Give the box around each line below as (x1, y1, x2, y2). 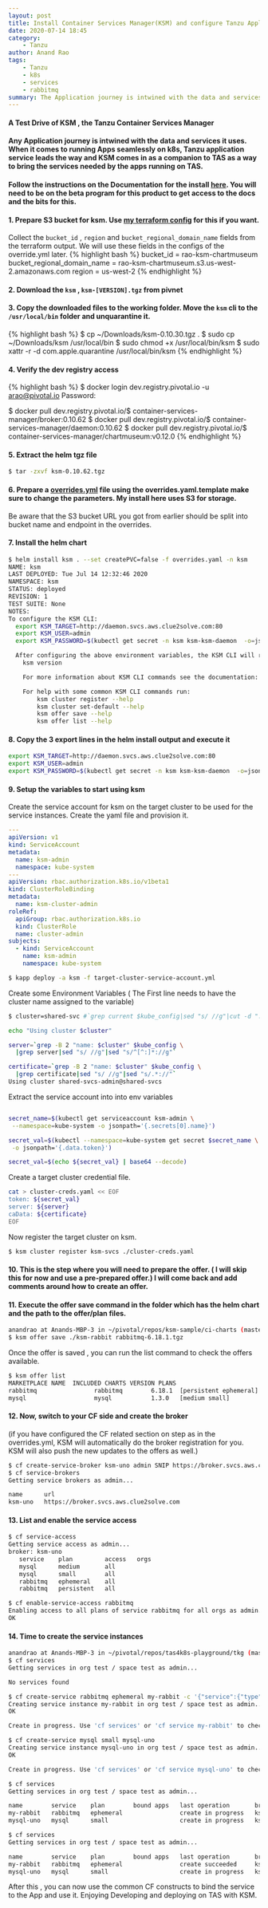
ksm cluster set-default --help (37, 703, 145, 711)
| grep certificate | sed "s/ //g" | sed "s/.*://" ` (15, 1070, 177, 1078)
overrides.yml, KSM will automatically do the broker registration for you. (8, 1437, 245, 1447)
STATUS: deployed (8, 585, 66, 593)
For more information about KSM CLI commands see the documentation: (22, 673, 259, 681)
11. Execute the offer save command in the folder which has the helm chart (8, 1299, 260, 1309)
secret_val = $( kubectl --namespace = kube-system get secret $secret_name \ (8, 1136, 259, 1145)
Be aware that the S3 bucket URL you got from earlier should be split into (8, 511, 249, 521)
